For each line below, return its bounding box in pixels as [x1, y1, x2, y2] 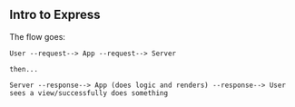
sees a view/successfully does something [9, 88, 169, 98]
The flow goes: [9, 31, 66, 42]
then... [9, 64, 39, 73]
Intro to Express [9, 7, 102, 23]
